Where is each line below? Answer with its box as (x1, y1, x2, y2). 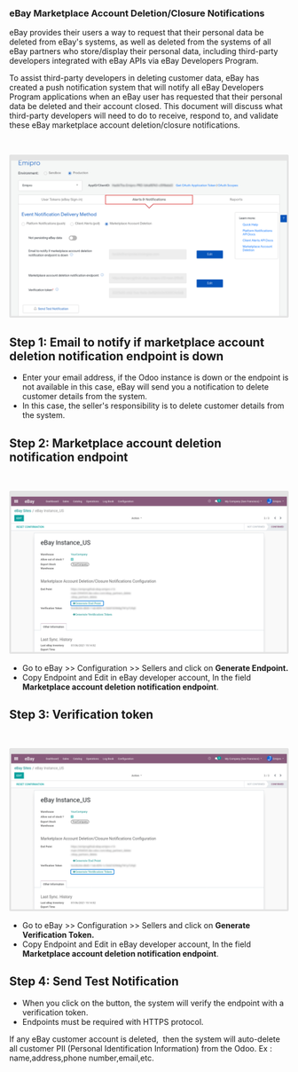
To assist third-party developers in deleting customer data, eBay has (9, 73, 260, 83)
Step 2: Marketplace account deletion (9, 436, 222, 451)
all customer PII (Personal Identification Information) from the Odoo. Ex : (9, 1043, 272, 1053)
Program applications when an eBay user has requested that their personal (9, 91, 283, 102)
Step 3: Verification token (9, 707, 153, 721)
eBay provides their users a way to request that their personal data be (9, 28, 264, 38)
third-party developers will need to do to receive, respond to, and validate (9, 110, 279, 122)
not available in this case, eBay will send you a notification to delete (21, 382, 269, 392)
